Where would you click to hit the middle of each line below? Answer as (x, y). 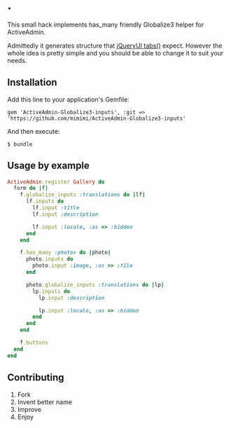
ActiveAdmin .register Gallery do (56, 182)
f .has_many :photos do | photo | (65, 253)
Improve (29, 409)
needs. (17, 60)
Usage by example (48, 166)
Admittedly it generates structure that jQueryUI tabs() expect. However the (115, 46)
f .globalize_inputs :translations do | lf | (83, 195)
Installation (32, 82)
